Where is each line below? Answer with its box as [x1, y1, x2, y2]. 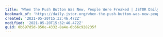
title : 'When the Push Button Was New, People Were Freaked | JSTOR [5, 7, 147, 12]
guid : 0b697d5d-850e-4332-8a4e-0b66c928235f [5, 25, 97, 30]
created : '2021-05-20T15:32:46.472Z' [5, 16, 81, 21]
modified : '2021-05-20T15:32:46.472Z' [5, 20, 83, 25]
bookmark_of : [5, 12, 32, 16]
